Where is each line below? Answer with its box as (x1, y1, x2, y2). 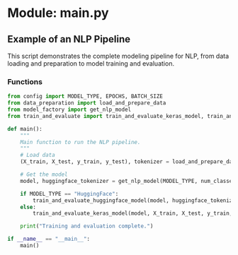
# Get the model (20, 171, 69, 178)
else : (20, 203, 37, 210)
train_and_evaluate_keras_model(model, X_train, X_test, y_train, (33, 210, 233, 217)
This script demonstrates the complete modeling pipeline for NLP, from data (7, 52, 229, 60)
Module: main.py (7, 5, 109, 21)
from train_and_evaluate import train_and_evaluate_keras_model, (7, 112, 204, 119)
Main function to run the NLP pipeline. (20, 138, 141, 146)
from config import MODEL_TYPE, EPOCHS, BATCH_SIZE (7, 93, 163, 100)
